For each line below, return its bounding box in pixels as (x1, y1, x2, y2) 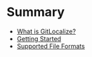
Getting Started (16, 34, 61, 42)
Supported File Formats (16, 42, 85, 50)
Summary (6, 4, 65, 20)
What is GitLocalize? (16, 27, 77, 35)
